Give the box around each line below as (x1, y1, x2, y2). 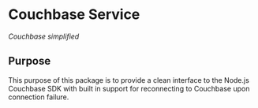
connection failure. (8, 92, 69, 102)
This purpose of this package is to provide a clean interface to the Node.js (8, 75, 250, 84)
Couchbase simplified (8, 32, 80, 41)
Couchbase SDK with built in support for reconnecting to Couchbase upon (8, 84, 250, 93)
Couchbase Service (8, 6, 140, 24)
